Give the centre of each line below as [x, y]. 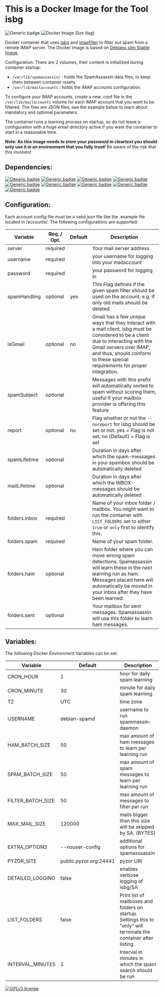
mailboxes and [136, 901]
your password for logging [122, 270]
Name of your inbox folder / [123, 503]
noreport [102, 424]
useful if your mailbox [117, 398]
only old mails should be [120, 302]
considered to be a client [121, 335]
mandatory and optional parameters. [42, 112]
